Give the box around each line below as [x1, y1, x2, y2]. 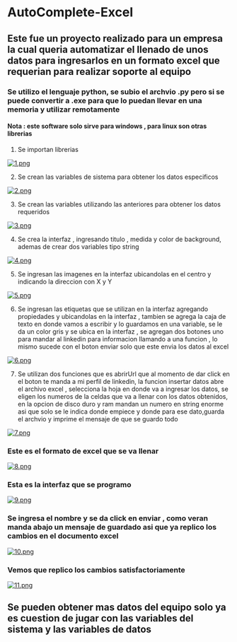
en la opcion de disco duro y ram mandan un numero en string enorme [17, 399, 224, 408]
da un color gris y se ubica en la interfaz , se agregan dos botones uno [17, 327, 224, 336]
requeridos [17, 207, 50, 216]
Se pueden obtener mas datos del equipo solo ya [7, 602, 226, 614]
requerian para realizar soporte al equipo [7, 65, 192, 78]
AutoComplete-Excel [7, 4, 134, 21]
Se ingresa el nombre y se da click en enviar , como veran [7, 513, 209, 523]
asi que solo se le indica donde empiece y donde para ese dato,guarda [17, 407, 225, 416]
